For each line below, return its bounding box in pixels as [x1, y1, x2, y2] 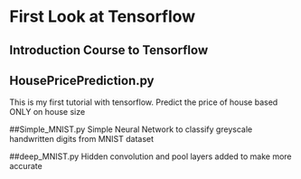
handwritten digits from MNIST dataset [9, 134, 155, 145]
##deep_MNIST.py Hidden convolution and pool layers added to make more [9, 151, 292, 162]
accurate [9, 161, 42, 172]
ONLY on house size [9, 107, 86, 118]
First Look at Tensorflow [9, 6, 196, 27]
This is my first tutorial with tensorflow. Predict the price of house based [9, 97, 278, 108]
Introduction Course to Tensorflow [9, 42, 209, 58]
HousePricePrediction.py [9, 72, 155, 88]
